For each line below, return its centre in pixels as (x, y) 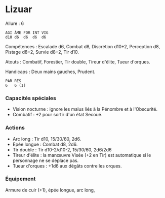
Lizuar (19, 9)
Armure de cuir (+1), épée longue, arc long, (50, 190)
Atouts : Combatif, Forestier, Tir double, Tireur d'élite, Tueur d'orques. (78, 61)
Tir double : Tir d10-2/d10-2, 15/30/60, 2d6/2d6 (62, 150)
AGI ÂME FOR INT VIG (27, 32)
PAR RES (13, 81)
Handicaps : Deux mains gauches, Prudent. (50, 72)
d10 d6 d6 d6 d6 (26, 37)
